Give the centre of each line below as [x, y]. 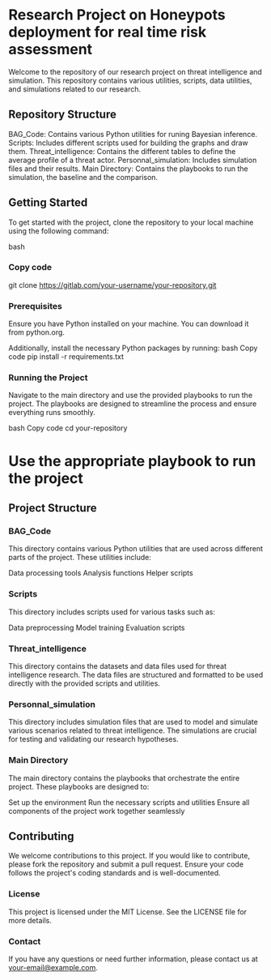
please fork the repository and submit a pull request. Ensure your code [126, 864]
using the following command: [59, 231]
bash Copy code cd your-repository [68, 428]
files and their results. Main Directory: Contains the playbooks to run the [128, 169]
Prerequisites [35, 306]
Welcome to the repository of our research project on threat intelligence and [135, 71]
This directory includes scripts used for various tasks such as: [112, 612]
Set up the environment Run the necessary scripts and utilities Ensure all [129, 802]
